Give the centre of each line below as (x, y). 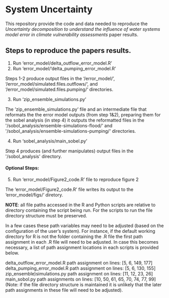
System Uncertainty (49, 9)
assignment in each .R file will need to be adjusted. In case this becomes (82, 242)
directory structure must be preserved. (46, 215)
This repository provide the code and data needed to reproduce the (77, 24)
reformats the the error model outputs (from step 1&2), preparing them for (83, 114)
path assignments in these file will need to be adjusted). (64, 290)
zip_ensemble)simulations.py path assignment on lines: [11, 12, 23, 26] (79, 273)
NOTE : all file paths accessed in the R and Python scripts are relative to (80, 205)
